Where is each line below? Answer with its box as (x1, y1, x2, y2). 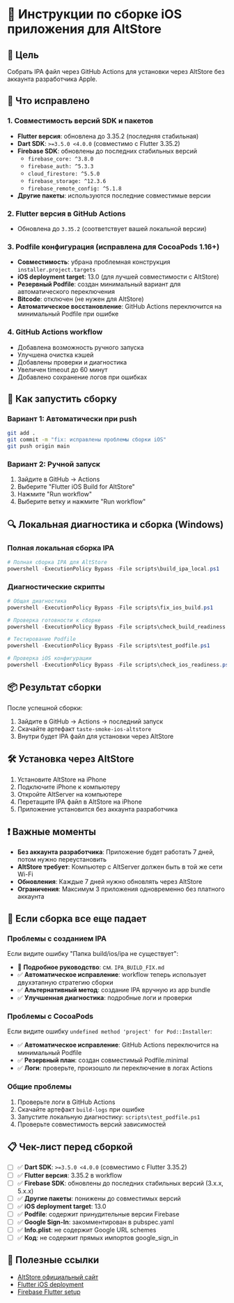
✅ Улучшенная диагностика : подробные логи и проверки (17, 994, 192, 1002)
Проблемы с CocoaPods (7, 1011, 94, 1021)
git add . (7, 429, 36, 437)
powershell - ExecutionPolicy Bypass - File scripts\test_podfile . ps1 (7, 642, 210, 649)
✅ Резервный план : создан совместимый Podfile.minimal (17, 1056, 189, 1064)
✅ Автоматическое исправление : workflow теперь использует (17, 971, 207, 979)
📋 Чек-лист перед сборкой (7, 1141, 134, 1153)
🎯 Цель (7, 49, 40, 61)
